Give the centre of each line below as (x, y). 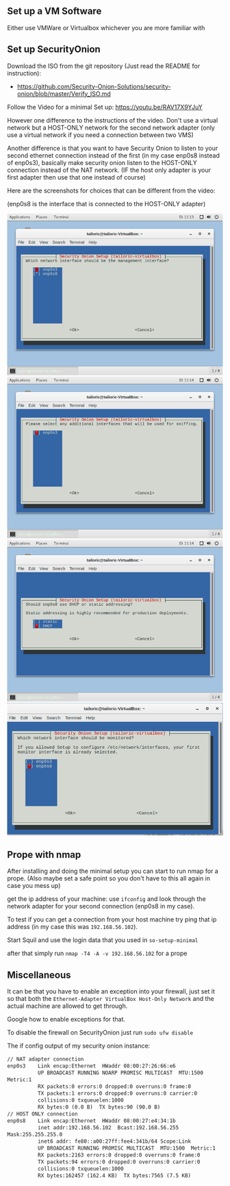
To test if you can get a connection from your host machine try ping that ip (112, 919)
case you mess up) (34, 886)
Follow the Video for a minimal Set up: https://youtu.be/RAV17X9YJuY (105, 107)
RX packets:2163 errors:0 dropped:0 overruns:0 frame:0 (119, 1155)
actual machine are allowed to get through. (67, 1006)
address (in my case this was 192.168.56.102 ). (73, 927)
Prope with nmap (44, 855)
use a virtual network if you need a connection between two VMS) (100, 135)
